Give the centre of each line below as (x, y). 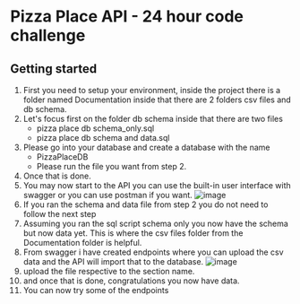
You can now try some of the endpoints (96, 290)
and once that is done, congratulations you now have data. (131, 281)
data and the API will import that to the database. (113, 261)
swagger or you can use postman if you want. (108, 195)
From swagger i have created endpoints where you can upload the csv (154, 252)
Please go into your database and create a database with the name (146, 147)
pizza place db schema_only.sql (95, 128)
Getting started (54, 69)
